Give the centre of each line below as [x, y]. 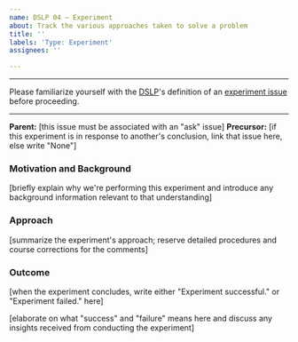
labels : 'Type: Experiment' [61, 42]
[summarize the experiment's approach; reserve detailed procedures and [143, 240]
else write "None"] [43, 146]
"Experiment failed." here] [56, 301]
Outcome [30, 272]
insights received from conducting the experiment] [102, 328]
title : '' [27, 34]
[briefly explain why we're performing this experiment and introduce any [141, 188]
